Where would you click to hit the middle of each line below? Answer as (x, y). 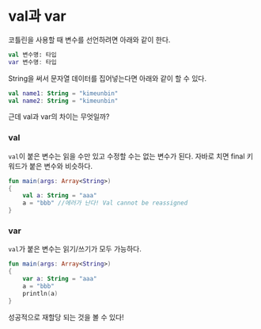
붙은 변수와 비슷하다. (61, 166)
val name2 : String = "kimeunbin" (63, 101)
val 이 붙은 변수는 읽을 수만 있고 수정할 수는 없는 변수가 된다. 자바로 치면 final (127, 156)
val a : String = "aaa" (60, 196)
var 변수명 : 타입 (32, 62)
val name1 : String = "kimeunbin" (63, 93)
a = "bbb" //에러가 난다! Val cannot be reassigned (105, 203)
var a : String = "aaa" (60, 279)
